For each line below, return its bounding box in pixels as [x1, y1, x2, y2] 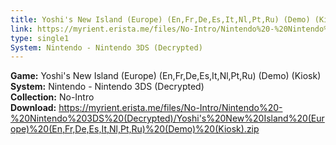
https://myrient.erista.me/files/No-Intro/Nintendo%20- [58, 102, 283, 114]
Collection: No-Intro [10, 91, 95, 103]
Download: [10, 102, 57, 114]
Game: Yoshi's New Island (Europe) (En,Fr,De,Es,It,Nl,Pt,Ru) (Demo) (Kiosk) [10, 70, 322, 82]
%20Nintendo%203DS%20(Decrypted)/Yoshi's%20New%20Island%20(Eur [10, 112, 325, 125]
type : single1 [10, 33, 70, 43]
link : [10, 24, 33, 34]
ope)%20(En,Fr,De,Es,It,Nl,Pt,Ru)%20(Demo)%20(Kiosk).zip [10, 123, 260, 135]
